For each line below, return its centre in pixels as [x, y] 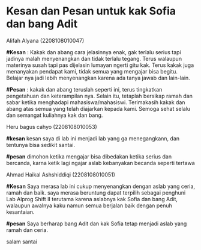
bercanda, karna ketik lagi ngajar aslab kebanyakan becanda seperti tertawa [100, 163]
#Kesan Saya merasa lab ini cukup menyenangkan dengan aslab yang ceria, [101, 186]
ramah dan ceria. [27, 230]
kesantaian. [20, 211]
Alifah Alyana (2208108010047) [45, 40]
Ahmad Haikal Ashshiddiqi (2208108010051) [61, 174]
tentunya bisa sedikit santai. [41, 145]
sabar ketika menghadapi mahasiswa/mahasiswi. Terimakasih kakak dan [96, 102]
